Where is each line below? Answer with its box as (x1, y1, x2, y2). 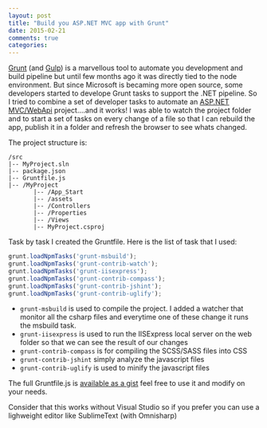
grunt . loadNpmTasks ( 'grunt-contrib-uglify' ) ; (8, 289, 162, 297)
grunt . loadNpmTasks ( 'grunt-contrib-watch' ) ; (8, 260, 159, 268)
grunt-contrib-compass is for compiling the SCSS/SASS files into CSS (19, 346, 248, 355)
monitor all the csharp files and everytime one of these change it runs (19, 312, 249, 322)
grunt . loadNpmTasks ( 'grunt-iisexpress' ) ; (8, 267, 148, 275)
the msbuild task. (19, 320, 77, 331)
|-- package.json (8, 167, 66, 175)
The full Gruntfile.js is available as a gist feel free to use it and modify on (8, 379, 245, 388)
